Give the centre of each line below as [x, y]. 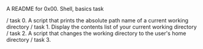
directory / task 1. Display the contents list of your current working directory [102, 27]
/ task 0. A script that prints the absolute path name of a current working [97, 20]
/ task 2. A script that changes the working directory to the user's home [96, 33]
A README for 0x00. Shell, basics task [55, 9]
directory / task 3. [29, 40]
